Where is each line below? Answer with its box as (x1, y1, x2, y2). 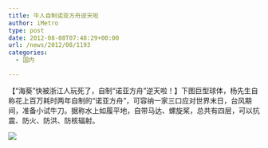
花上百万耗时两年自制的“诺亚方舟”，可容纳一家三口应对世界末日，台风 (14, 95, 246, 105)
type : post (8, 26, 45, 34)
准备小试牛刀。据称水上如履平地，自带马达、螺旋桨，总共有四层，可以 (22, 105, 253, 115)
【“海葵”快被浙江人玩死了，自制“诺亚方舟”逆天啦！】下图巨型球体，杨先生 (8, 85, 251, 95)
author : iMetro (8, 19, 59, 27)
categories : (8, 49, 48, 56)
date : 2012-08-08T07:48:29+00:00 (8, 33, 120, 42)
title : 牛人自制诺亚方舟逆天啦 (8, 11, 99, 20)
